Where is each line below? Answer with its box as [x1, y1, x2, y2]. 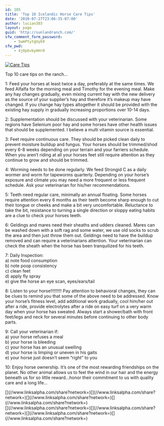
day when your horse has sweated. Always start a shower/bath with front [5, 308, 153, 314]
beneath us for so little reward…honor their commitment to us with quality [5, 375, 154, 380]
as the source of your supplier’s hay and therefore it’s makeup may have [5, 96, 151, 102]
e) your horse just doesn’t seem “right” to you [5, 354, 97, 360]
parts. [5, 319, 17, 325]
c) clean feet [5, 268, 31, 274]
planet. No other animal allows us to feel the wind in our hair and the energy [5, 369, 159, 375]
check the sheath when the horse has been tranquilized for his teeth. [5, 243, 144, 249]
